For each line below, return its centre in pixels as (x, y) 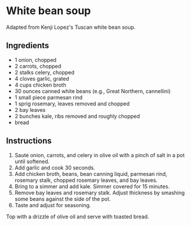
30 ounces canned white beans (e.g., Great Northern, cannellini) (93, 91)
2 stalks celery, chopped (44, 72)
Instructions (29, 141)
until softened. (32, 161)
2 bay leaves (30, 109)
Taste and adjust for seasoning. (53, 205)
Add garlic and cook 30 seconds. (55, 167)
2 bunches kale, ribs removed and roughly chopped (77, 116)
